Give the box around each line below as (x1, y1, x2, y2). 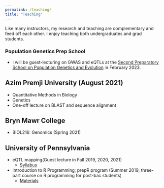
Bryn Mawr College (5, 117, 66, 125)
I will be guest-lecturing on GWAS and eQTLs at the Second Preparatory (12, 59, 159, 65)
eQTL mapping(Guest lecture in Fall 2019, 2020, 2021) (12, 157, 122, 163)
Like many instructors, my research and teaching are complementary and (5, 25, 154, 31)
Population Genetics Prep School (5, 48, 86, 55)
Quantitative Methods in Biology (12, 92, 77, 97)
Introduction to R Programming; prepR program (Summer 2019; (12, 167, 140, 173)
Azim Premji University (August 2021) (5, 79, 123, 87)
